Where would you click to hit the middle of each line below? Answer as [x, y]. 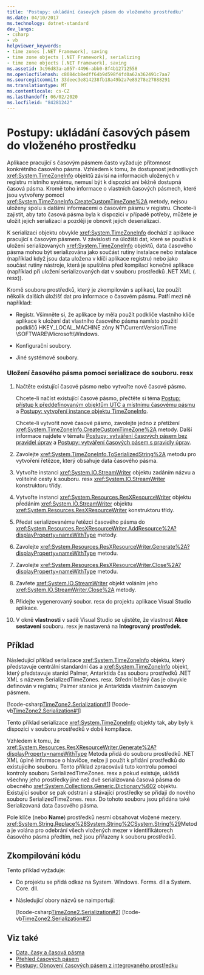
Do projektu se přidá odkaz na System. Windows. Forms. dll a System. [104, 882]
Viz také [23, 938]
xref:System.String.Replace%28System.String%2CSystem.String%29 [94, 823]
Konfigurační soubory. [43, 345]
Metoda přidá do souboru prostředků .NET [141, 753]
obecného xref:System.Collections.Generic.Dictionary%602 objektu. [92, 786]
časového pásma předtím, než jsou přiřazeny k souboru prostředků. [92, 836]
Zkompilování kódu [44, 856]
